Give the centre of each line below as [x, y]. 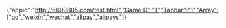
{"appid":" [21, 10]
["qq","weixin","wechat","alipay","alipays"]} [67, 17]
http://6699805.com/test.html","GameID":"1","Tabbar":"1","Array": [127, 10]
